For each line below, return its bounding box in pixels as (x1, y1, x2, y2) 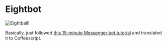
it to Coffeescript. (5, 35, 42, 41)
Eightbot (5, 3, 42, 15)
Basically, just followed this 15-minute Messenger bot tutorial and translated (5, 29, 162, 35)
